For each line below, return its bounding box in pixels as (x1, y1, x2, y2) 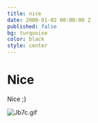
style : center (7, 42, 48, 49)
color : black (7, 36, 45, 43)
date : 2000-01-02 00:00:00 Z (7, 17, 91, 23)
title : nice (7, 10, 41, 17)
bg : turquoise (7, 29, 48, 37)
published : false (7, 23, 57, 30)
